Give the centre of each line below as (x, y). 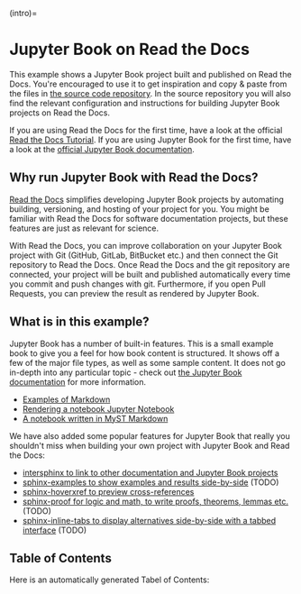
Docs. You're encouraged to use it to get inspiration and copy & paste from (148, 84)
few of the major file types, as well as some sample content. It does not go (147, 362)
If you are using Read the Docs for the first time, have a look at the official (146, 130)
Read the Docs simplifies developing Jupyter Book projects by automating (146, 199)
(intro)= (23, 13)
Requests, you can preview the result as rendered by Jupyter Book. (134, 293)
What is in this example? (79, 322)
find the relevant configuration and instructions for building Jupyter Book (145, 103)
